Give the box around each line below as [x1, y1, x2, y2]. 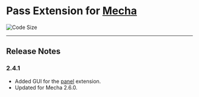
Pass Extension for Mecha [6, 4, 137, 18]
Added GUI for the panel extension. [14, 77, 101, 85]
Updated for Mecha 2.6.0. [14, 84, 78, 91]
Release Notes [6, 46, 61, 57]
